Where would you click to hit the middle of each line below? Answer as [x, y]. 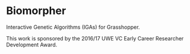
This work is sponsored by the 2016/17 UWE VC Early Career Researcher [95, 38]
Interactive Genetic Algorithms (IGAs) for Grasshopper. [73, 27]
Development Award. [32, 45]
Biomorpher [36, 11]
